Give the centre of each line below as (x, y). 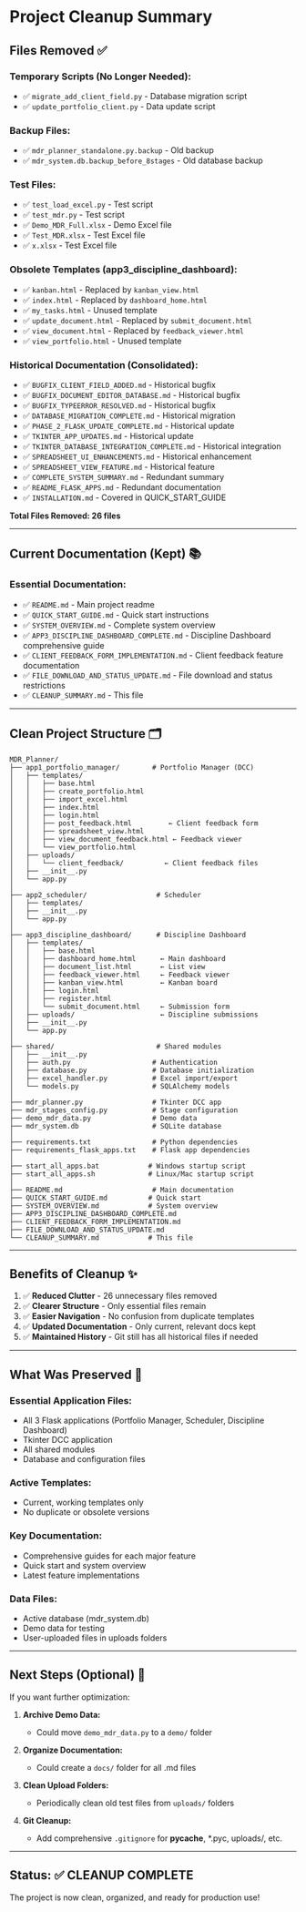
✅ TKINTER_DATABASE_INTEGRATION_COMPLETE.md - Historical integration (152, 446)
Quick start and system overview (84, 1565)
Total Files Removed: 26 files (65, 516)
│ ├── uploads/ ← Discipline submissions (134, 1014)
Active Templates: (51, 1482)
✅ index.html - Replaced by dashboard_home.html (115, 300)
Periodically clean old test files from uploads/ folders (135, 1803)
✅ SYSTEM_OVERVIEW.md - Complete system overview (119, 625)
